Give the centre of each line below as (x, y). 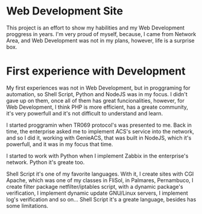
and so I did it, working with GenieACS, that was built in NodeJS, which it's (99, 138)
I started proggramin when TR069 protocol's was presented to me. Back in (99, 125)
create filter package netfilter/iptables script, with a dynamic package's (95, 186)
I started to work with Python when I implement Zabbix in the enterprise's (97, 156)
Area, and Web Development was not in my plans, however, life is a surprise (100, 40)
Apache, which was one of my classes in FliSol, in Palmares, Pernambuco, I (100, 180)
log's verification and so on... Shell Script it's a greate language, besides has (101, 199)
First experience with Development (96, 71)
